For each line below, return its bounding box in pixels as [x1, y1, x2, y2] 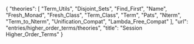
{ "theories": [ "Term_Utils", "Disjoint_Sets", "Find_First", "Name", [5, 5, 167, 12]
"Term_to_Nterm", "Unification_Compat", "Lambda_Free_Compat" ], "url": [5, 18, 189, 25]
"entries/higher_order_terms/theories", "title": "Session [5, 24, 143, 31]
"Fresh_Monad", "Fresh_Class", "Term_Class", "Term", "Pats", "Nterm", [5, 11, 181, 19]
